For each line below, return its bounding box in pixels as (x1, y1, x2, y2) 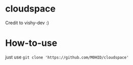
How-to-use (5, 37, 57, 49)
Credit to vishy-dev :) (5, 20, 49, 26)
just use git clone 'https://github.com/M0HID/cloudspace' (5, 54, 129, 60)
